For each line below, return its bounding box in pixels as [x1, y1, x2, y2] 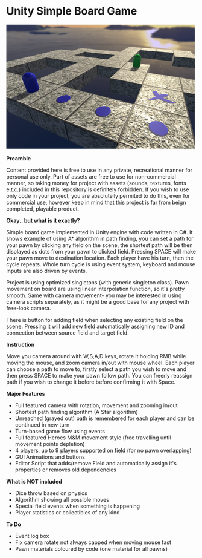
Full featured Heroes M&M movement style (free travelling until [14, 434, 171, 441]
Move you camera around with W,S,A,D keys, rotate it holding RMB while [6, 352, 186, 359]
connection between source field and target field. [6, 329, 129, 336]
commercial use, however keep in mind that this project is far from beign [6, 199, 186, 206]
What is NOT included [6, 478, 62, 485]
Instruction [6, 341, 35, 348]
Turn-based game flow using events [14, 427, 106, 435]
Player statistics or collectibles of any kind [14, 508, 120, 516]
